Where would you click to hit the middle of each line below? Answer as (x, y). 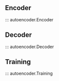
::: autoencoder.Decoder (29, 47)
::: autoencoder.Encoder (29, 19)
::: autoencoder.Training (29, 73)
